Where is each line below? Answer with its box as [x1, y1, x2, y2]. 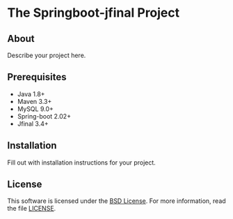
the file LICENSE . [7, 204, 56, 213]
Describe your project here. [7, 51, 86, 59]
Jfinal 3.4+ [17, 119, 49, 128]
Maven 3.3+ [17, 97, 52, 105]
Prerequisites [7, 71, 67, 83]
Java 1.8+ [17, 89, 45, 98]
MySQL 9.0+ [17, 105, 54, 113]
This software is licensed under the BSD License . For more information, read [7, 197, 226, 205]
